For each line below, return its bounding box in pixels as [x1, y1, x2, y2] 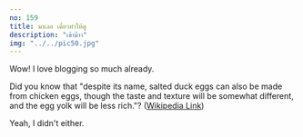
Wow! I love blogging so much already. [9, 64, 155, 74]
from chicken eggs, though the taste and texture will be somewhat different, [9, 91, 294, 102]
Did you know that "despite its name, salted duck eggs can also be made [9, 81, 283, 92]
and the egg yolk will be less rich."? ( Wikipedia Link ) [9, 101, 205, 112]
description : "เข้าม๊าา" [9, 30, 88, 39]
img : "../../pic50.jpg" [9, 38, 100, 48]
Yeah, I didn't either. [9, 118, 85, 129]
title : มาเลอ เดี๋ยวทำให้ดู [9, 22, 86, 31]
